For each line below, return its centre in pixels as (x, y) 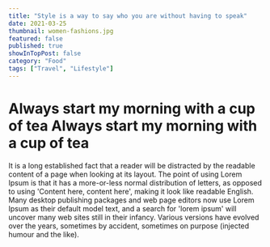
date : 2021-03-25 (38, 23)
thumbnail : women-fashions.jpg (61, 31)
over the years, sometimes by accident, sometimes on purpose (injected (129, 226)
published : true (36, 46)
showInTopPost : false (45, 53)
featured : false (36, 38)
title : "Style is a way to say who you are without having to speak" (128, 16)
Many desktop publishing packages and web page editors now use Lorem (131, 200)
